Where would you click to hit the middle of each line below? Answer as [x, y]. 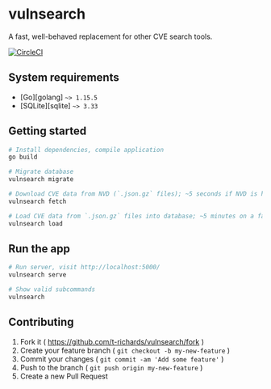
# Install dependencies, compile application [86, 150]
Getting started [48, 131]
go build [23, 157]
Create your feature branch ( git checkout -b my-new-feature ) [125, 350]
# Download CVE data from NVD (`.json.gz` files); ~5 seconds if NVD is [133, 194]
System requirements [64, 78]
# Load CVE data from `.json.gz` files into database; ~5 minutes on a [131, 216]
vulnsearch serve [38, 275]
